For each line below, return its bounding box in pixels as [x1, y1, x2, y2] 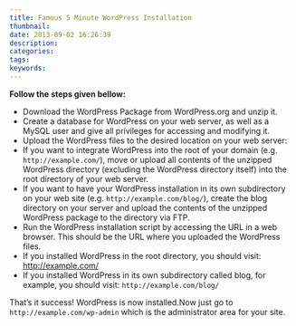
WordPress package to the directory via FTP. [22, 212, 190, 223]
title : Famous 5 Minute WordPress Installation [9, 13, 193, 23]
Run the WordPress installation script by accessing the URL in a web [22, 221, 278, 232]
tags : [9, 55, 30, 64]
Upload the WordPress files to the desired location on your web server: [22, 135, 288, 146]
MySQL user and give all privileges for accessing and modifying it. [22, 125, 270, 136]
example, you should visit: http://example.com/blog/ [22, 279, 220, 290]
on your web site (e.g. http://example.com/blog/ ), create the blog [22, 192, 268, 204]
